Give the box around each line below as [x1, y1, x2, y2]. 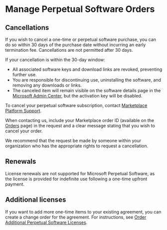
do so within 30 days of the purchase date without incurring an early [5, 42, 146, 48]
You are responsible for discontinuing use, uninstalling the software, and [12, 77, 161, 83]
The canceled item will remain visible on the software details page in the [12, 88, 161, 93]
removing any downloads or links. [12, 82, 82, 88]
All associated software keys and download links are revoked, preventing [12, 66, 163, 72]
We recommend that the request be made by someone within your [5, 138, 141, 143]
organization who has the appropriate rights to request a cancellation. [5, 143, 149, 149]
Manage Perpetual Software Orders [5, 3, 155, 15]
